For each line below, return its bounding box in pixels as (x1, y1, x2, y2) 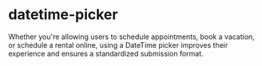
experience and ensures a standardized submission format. (8, 49, 204, 58)
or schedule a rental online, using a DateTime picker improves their (8, 40, 228, 49)
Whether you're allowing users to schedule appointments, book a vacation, (8, 32, 256, 41)
